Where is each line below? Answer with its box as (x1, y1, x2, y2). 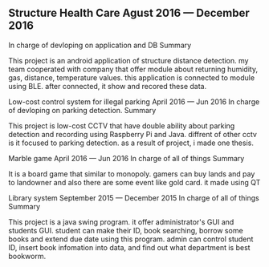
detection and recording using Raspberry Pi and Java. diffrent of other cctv (8, 129, 257, 139)
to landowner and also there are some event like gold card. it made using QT (8, 177, 261, 187)
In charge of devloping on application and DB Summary (8, 40, 192, 50)
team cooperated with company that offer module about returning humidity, (8, 64, 259, 74)
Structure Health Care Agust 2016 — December (8, 6, 251, 20)
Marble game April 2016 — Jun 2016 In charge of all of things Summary (8, 153, 245, 163)
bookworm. (8, 251, 47, 261)
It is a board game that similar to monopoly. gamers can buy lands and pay (8, 168, 255, 179)
